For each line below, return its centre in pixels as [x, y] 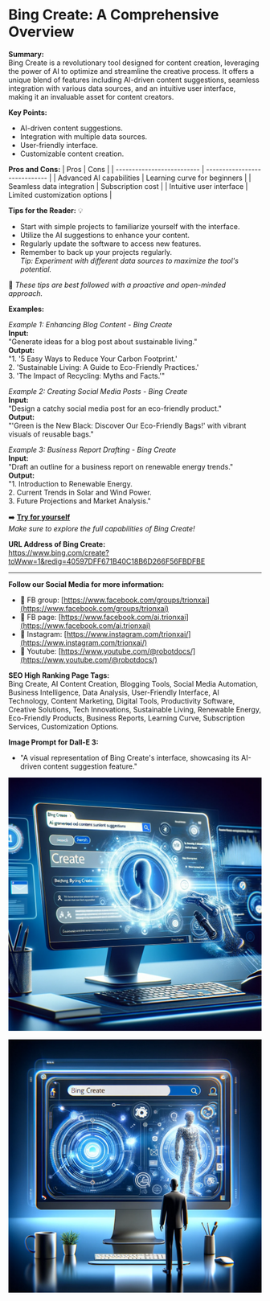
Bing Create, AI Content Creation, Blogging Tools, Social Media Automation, [133, 683]
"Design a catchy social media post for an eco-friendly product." [115, 408]
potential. [36, 269]
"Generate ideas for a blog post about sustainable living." [103, 341]
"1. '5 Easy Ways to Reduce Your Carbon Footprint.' [93, 359]
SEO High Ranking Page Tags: [59, 675]
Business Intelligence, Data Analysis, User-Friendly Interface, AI [114, 692]
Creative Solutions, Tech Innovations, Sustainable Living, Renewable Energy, [135, 709]
